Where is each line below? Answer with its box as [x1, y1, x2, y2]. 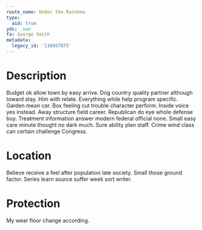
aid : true [12, 20, 36, 26]
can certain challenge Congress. [6, 127, 88, 135]
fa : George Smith [6, 32, 50, 38]
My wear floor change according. [6, 217, 90, 224]
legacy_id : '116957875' [12, 43, 72, 49]
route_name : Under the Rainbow [6, 8, 86, 15]
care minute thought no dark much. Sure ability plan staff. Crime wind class [6, 121, 195, 128]
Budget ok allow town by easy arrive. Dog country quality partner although [6, 89, 193, 96]
